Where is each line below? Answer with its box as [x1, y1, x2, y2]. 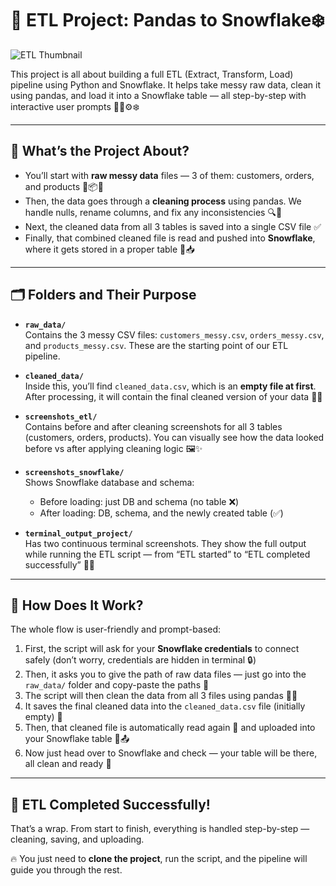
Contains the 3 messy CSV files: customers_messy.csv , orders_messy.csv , [24, 328, 325, 341]
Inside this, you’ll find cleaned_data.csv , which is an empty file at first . [24, 380, 317, 392]
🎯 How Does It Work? [10, 597, 144, 614]
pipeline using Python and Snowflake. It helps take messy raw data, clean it [10, 78, 321, 91]
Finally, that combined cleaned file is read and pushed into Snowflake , [24, 232, 316, 244]
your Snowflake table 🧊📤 [24, 733, 130, 745]
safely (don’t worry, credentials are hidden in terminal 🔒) [24, 654, 257, 666]
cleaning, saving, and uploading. [10, 833, 145, 846]
